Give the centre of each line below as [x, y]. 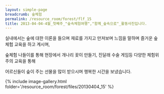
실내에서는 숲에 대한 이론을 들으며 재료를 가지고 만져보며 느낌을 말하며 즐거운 [79, 38]
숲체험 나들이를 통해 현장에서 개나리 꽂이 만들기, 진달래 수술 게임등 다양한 [76, 55]
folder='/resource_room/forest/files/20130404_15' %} [60, 87]
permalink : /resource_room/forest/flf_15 [48, 19]
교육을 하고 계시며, [32, 45]
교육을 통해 [25, 61]
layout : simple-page [26, 10]
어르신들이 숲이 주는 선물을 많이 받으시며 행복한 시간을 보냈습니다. [68, 72]
